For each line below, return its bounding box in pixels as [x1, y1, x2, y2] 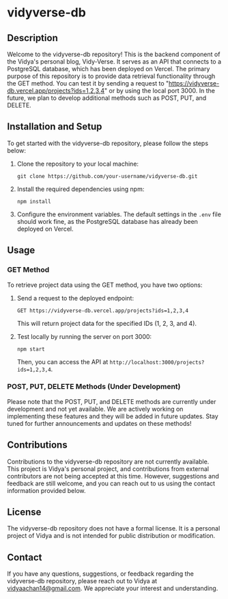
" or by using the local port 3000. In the [104, 87, 215, 94]
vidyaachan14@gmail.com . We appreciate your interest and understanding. [7, 584, 218, 593]
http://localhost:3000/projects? [109, 359, 205, 366]
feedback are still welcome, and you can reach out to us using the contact [7, 479, 216, 487]
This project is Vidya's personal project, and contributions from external [7, 464, 210, 473]
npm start [16, 346, 46, 353]
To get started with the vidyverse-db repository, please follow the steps [7, 139, 209, 147]
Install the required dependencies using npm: [16, 185, 145, 193]
